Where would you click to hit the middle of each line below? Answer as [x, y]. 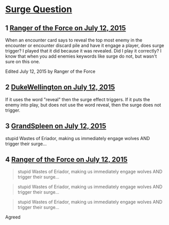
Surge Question [39, 9]
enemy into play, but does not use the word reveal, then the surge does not [83, 105]
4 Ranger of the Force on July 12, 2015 [66, 160]
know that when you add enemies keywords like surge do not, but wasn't [81, 56]
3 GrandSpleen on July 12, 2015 [56, 126]
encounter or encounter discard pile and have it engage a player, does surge [85, 46]
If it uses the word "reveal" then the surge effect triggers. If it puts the [78, 99]
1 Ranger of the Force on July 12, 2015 [66, 28]
